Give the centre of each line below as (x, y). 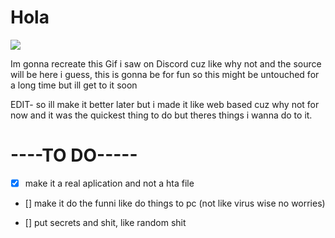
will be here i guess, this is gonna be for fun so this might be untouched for (165, 74)
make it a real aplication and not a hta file (109, 183)
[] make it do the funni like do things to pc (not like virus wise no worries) (175, 203)
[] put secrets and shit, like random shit (105, 222)
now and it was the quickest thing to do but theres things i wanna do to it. (161, 115)
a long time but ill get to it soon (74, 85)
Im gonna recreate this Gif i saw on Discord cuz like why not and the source (166, 63)
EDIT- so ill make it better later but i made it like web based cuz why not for (165, 104)
